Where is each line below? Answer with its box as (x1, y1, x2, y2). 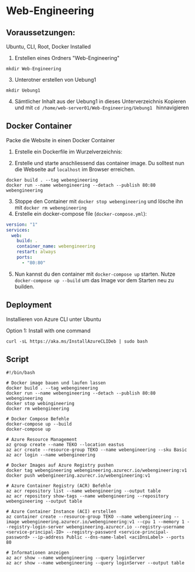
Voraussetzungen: (6, 28, 76, 38)
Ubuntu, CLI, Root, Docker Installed (6, 43, 91, 50)
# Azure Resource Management (6, 437, 77, 443)
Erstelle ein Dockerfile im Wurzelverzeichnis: (14, 148, 123, 155)
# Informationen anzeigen (6, 550, 69, 556)
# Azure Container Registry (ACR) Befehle (6, 483, 111, 489)
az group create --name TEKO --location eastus (6, 442, 125, 448)
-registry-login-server (6, 524, 64, 530)
